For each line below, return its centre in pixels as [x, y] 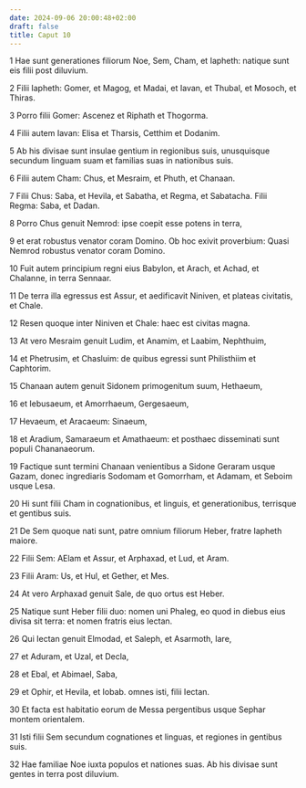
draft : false [34, 26]
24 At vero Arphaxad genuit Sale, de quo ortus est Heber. [117, 594]
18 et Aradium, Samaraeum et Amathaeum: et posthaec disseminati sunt [144, 439]
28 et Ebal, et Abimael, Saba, [64, 674]
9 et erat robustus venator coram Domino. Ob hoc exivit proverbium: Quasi [149, 241]
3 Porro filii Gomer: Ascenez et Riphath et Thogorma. [109, 116]
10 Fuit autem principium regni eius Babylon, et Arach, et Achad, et [134, 268]
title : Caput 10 [40, 35]
